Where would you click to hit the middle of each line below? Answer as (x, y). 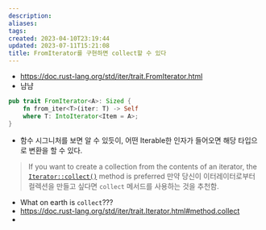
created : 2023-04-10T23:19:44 (59, 38)
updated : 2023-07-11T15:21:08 (59, 46)
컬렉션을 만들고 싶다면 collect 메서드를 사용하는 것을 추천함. (123, 186)
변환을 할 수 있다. (56, 150)
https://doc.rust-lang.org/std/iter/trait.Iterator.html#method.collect (130, 211)
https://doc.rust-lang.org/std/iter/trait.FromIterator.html (111, 76)
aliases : (23, 23)
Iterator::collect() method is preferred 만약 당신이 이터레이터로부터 (141, 176)
